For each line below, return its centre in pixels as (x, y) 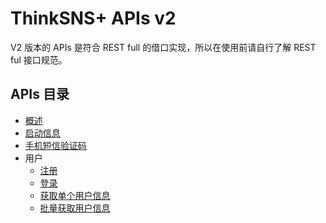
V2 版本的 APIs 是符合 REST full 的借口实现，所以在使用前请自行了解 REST (163, 47)
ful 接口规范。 (39, 59)
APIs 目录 (40, 94)
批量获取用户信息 (75, 208)
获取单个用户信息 (75, 195)
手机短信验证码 (55, 145)
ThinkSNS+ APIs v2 (93, 18)
